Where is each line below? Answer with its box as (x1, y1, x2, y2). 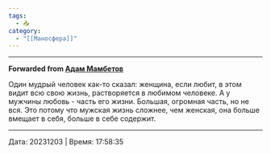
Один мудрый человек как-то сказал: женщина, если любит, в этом (8, 80, 242, 89)
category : (8, 27, 42, 35)
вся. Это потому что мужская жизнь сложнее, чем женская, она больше (8, 106, 261, 115)
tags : (8, 11, 27, 20)
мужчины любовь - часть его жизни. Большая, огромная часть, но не (8, 97, 250, 106)
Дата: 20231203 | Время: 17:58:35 (8, 137, 124, 147)
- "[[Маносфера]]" (15, 34, 78, 43)
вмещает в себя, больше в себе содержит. (8, 114, 156, 123)
